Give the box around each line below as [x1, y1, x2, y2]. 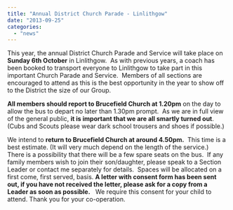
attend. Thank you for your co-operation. [7, 195, 126, 204]
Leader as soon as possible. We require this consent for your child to [7, 188, 212, 196]
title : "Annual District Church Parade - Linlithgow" [7, 10, 168, 17]
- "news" [13, 29, 39, 37]
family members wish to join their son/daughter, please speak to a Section [7, 158, 222, 167]
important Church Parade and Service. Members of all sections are [7, 71, 202, 80]
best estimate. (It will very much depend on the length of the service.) [7, 143, 209, 151]
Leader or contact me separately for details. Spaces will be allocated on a [7, 165, 222, 174]
